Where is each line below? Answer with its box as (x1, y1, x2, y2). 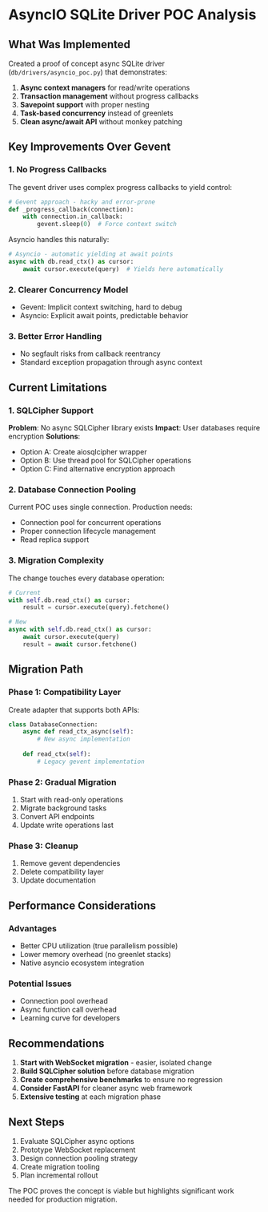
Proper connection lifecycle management (19, 527, 156, 536)
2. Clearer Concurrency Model (8, 284, 129, 295)
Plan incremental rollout (19, 1170, 98, 1180)
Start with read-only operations (19, 795, 124, 805)
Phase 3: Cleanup (8, 840, 78, 851)
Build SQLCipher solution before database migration (19, 1066, 194, 1076)
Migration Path (8, 663, 84, 677)
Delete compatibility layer (19, 867, 104, 877)
